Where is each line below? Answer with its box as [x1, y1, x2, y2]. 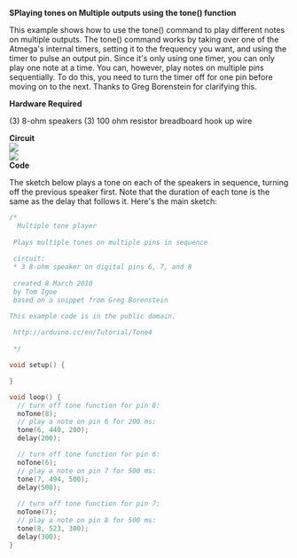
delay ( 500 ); [17, 483, 62, 491]
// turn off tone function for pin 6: [17, 450, 161, 459]
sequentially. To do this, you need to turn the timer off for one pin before [9, 72, 273, 83]
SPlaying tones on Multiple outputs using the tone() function [9, 8, 237, 18]
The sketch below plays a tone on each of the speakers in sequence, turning [9, 177, 289, 187]
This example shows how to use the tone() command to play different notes [9, 25, 285, 35]
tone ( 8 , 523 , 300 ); [17, 523, 90, 533]
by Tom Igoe [12, 287, 58, 296]
